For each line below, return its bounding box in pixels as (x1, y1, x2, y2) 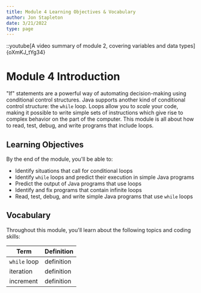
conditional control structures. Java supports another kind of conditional (6, 96, 185, 103)
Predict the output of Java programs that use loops (14, 180, 142, 187)
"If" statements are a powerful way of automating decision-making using (6, 90, 187, 97)
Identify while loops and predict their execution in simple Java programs (14, 173, 194, 181)
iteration (9, 267, 33, 275)
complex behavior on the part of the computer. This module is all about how (6, 115, 194, 123)
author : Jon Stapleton (6, 14, 63, 21)
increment (9, 277, 38, 285)
